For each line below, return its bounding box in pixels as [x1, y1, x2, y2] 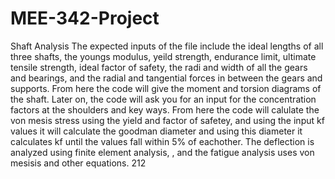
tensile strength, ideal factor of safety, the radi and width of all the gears [10, 61, 308, 73]
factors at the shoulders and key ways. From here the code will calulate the [10, 103, 320, 116]
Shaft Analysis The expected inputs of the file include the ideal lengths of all [10, 40, 324, 52]
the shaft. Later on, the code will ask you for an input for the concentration [10, 93, 317, 105]
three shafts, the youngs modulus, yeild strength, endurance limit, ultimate [10, 50, 317, 62]
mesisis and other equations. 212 [10, 157, 147, 169]
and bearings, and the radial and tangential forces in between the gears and [10, 72, 323, 84]
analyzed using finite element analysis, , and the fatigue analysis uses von [10, 146, 315, 158]
